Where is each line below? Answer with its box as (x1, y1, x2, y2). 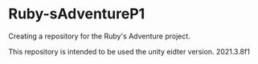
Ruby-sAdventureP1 (8, 5, 145, 23)
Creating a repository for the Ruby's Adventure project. (8, 31, 190, 41)
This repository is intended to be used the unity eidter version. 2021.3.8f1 (8, 46, 251, 56)
